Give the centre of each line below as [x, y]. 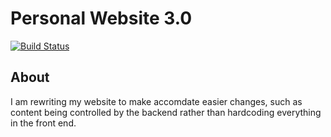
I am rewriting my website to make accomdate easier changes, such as [156, 101]
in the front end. [43, 123]
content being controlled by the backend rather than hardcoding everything [166, 112]
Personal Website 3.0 [101, 18]
